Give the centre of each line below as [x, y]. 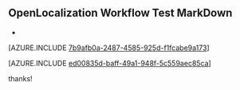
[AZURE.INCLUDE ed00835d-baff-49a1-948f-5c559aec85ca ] [110, 63]
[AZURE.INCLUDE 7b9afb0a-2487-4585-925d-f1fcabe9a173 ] [109, 48]
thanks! [21, 78]
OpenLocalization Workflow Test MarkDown [120, 13]
